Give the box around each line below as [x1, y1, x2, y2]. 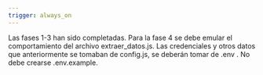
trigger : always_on [8, 11, 72, 20]
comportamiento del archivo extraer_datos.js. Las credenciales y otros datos [8, 41, 256, 51]
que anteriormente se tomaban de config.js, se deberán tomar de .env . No [8, 49, 250, 59]
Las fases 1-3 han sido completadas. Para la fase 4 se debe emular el [8, 33, 233, 42]
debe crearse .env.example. [8, 58, 98, 67]
